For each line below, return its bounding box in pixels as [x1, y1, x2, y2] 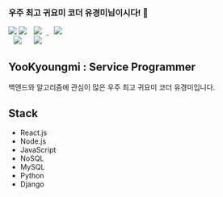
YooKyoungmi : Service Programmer [8, 60, 196, 73]
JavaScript [19, 145, 57, 154]
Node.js [19, 136, 47, 146]
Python [19, 170, 44, 180]
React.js [19, 128, 48, 137]
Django [19, 179, 44, 189]
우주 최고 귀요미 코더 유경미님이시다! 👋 [8, 6, 149, 18]
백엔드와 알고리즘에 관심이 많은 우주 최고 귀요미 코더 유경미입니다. [8, 82, 216, 92]
